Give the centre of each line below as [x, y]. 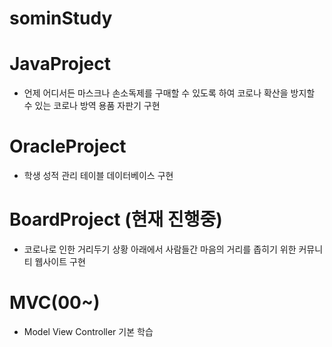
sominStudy [61, 18]
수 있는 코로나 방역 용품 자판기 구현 [92, 106]
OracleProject [68, 146]
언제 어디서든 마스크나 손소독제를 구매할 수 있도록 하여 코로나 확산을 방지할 [169, 93]
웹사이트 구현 [60, 261]
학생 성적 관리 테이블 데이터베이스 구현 [98, 176]
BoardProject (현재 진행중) [116, 219]
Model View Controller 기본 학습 [88, 331]
